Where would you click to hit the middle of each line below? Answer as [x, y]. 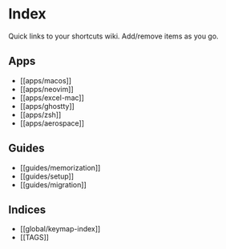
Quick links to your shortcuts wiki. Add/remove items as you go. [113, 36]
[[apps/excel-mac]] [52, 98]
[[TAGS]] [34, 238]
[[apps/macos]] [46, 80]
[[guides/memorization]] [60, 167]
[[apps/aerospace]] [52, 123]
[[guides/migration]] [53, 184]
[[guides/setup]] [47, 176]
